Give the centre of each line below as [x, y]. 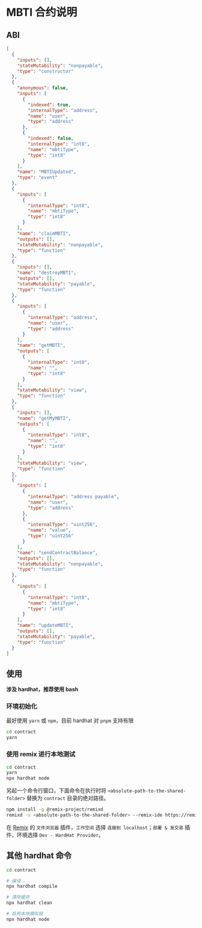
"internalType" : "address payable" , [74, 497]
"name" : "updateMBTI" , [45, 626]
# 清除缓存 [18, 897]
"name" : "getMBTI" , [41, 346]
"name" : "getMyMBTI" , [44, 418]
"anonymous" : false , [43, 88]
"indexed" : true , [49, 105]
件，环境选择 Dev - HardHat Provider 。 [55, 835]
